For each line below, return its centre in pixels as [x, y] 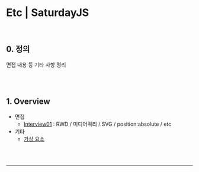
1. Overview [28, 102]
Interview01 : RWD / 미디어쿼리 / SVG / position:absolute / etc [97, 124]
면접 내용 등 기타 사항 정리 [36, 65]
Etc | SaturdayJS [48, 13]
